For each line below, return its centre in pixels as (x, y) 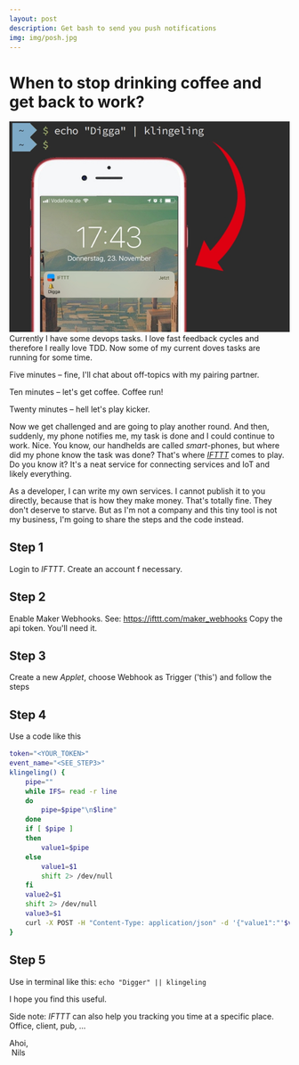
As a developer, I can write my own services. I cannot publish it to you (137, 491)
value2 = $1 (44, 895)
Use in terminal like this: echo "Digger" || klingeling (108, 981)
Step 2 (28, 597)
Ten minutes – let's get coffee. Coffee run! (86, 391)
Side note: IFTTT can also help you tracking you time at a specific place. (141, 1016)
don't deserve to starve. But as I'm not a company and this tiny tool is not (143, 510)
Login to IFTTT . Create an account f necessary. (96, 569)
